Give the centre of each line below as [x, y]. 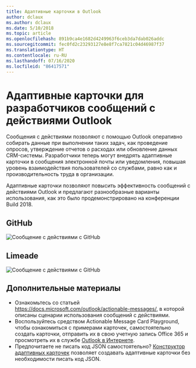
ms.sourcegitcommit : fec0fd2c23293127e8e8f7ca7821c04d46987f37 [85, 45]
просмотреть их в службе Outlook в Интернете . [75, 340]
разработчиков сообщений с [81, 108]
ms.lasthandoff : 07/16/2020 [41, 61]
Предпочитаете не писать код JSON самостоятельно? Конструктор [100, 346]
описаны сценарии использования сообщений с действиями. [92, 315]
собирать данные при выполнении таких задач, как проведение [87, 143]
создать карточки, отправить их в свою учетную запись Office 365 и [101, 334]
